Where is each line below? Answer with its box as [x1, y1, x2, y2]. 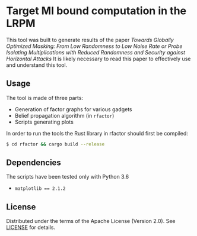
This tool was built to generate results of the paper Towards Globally [6, 36, 174, 43]
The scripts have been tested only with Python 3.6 [6, 173, 129, 180]
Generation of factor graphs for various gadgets [14, 105, 132, 113]
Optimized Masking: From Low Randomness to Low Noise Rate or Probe [6, 43, 183, 50]
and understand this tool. [6, 61, 68, 69]
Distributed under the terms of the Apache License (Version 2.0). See [6, 218, 176, 225]
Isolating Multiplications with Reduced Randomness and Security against [6, 49, 186, 56]
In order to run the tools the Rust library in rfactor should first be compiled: [6, 130, 189, 137]
